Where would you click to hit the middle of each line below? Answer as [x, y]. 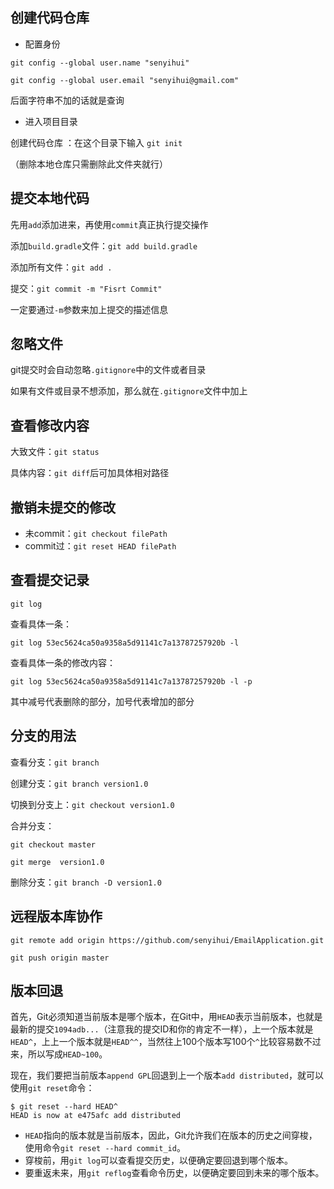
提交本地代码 [50, 198]
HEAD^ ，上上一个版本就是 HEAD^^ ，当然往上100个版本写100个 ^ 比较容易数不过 [166, 1042]
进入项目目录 [51, 121]
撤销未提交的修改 [63, 507]
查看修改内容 [50, 425]
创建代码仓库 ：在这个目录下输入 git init [96, 142]
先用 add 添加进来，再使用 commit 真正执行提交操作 [109, 224]
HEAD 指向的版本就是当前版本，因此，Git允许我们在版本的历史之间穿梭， [171, 1135]
